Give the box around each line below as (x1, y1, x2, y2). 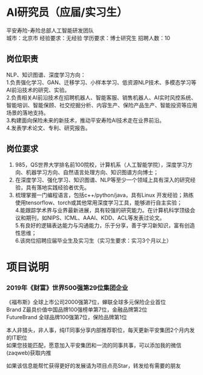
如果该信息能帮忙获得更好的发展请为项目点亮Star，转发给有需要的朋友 (6, 362, 181, 370)
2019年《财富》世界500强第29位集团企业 (6, 283, 128, 292)
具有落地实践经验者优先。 (25, 183, 90, 191)
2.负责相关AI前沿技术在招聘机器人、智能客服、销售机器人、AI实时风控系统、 (6, 93, 197, 101)
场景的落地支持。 (6, 109, 49, 116)
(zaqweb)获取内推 (6, 350, 52, 357)
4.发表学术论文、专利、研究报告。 (6, 124, 91, 131)
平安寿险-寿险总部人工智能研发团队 (6, 27, 94, 34)
